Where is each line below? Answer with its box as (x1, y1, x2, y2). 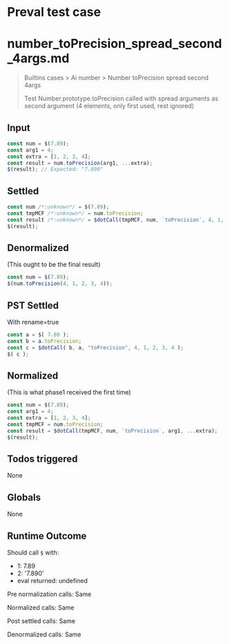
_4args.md (7, 51, 70, 67)
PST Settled (7, 299, 59, 311)
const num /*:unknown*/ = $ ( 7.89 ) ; (7, 204, 110, 211)
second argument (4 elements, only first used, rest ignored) (23, 102, 195, 110)
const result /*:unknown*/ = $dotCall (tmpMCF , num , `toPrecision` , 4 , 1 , (7, 216, 224, 223)
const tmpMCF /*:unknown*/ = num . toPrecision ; (7, 210, 144, 217)
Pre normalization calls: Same (7, 590, 92, 598)
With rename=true (7, 318, 59, 326)
